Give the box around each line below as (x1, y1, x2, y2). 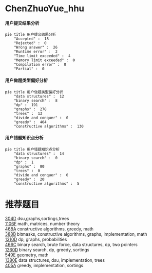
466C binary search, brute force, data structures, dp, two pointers (5, 241, 138, 248)
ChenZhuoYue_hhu (5, 3, 84, 14)
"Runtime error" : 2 (14, 50, 57, 54)
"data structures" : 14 (14, 151, 64, 156)
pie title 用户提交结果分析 (5, 32, 56, 37)
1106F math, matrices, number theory (5, 221, 80, 226)
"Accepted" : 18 (14, 36, 49, 42)
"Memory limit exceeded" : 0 (14, 58, 76, 63)
